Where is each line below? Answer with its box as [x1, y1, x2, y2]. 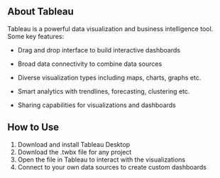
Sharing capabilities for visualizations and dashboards [17, 101, 176, 109]
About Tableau [7, 6, 75, 18]
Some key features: [7, 32, 65, 40]
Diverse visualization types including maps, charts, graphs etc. [17, 73, 202, 82]
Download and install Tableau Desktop [17, 140, 130, 148]
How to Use [7, 121, 60, 133]
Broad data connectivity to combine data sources [17, 60, 163, 68]
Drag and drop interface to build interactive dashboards [17, 45, 181, 54]
